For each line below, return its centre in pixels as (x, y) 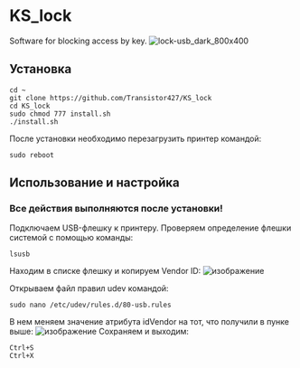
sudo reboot (32, 155)
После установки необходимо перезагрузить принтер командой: (136, 138)
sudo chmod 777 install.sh (60, 114)
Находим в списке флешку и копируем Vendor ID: (105, 271)
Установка (41, 69)
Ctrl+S (22, 348)
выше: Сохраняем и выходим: (99, 332)
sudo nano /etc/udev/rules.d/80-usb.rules (90, 305)
